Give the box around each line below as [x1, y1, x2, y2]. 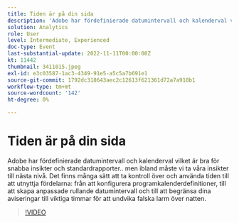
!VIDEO [24, 207, 46, 217]
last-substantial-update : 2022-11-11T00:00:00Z [7, 50, 152, 58]
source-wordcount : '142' [7, 89, 81, 97]
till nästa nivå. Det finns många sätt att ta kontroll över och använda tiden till [7, 171, 230, 180]
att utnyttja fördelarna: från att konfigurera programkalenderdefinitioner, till [7, 179, 226, 187]
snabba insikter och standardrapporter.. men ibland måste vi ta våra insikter [7, 164, 229, 173]
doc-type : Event [7, 43, 55, 50]
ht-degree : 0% [7, 97, 50, 104]
